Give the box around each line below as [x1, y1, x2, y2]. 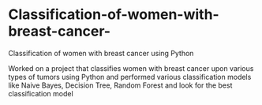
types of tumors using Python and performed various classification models [8, 72, 252, 81]
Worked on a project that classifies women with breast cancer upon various [8, 63, 254, 73]
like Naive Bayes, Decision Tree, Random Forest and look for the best [8, 81, 233, 90]
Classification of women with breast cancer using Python [8, 48, 194, 58]
